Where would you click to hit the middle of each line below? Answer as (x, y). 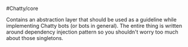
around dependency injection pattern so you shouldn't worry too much (92, 32)
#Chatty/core (22, 8)
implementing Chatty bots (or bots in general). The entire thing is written (94, 26)
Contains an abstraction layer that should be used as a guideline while (91, 19)
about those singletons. (35, 38)
